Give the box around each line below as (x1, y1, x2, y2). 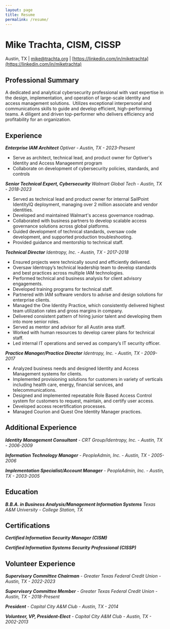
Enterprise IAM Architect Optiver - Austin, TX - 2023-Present (5, 145, 135, 151)
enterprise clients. (12, 296, 51, 303)
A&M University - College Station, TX (5, 506, 83, 512)
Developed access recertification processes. (12, 403, 107, 409)
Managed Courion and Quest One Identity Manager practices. (12, 408, 142, 415)
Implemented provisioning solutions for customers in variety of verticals (12, 376, 163, 382)
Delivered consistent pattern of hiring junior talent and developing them (12, 313, 162, 319)
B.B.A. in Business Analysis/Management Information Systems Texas (5, 501, 156, 507)
